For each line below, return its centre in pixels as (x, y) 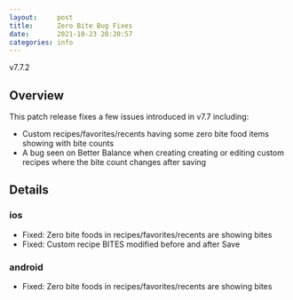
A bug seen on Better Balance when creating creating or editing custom (153, 153)
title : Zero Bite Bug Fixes (71, 26)
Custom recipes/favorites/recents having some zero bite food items (145, 134)
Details (29, 190)
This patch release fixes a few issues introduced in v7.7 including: (129, 117)
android (27, 267)
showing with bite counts (68, 144)
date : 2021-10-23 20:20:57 (71, 34)
